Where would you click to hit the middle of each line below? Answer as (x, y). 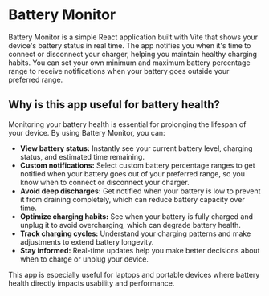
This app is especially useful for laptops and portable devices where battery (134, 274)
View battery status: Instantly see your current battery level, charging (136, 148)
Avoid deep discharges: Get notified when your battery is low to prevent (140, 191)
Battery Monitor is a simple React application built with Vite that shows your (133, 37)
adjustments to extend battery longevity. (87, 241)
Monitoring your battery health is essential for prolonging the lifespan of (127, 124)
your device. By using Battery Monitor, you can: (87, 132)
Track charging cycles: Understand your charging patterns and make (135, 233)
